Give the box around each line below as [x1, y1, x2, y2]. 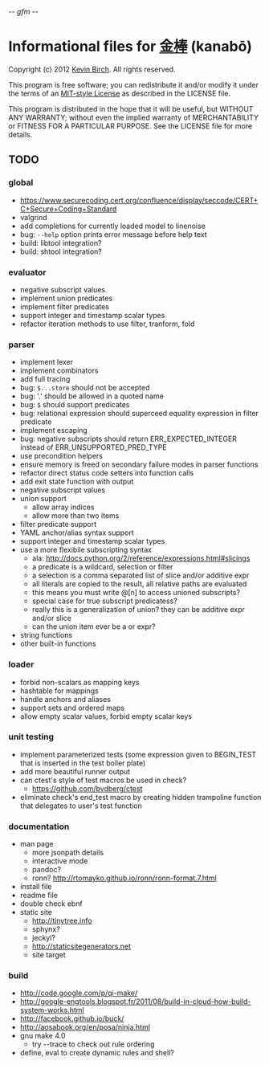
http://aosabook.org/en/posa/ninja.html [19, 1022, 151, 1032]
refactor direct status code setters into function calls [19, 468, 194, 478]
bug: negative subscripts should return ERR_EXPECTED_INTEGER [19, 434, 237, 444]
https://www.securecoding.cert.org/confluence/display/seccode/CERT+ [19, 195, 259, 205]
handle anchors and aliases [19, 694, 111, 704]
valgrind [19, 212, 48, 222]
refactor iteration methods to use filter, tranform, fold [19, 319, 195, 328]
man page [19, 839, 54, 849]
